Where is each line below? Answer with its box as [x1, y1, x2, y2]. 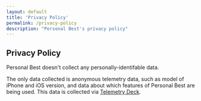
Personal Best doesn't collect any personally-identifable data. [6, 64, 159, 71]
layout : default [6, 8, 47, 15]
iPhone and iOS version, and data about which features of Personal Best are [6, 82, 195, 89]
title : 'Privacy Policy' [6, 14, 69, 20]
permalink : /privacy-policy [6, 20, 77, 26]
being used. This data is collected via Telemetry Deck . [6, 88, 141, 96]
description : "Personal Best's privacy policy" [6, 25, 129, 32]
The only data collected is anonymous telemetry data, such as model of [6, 76, 184, 83]
